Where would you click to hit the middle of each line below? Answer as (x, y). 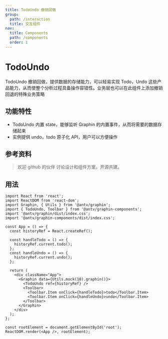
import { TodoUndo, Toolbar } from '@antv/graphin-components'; (73, 209)
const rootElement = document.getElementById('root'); (63, 327)
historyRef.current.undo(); (43, 257)
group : (12, 14)
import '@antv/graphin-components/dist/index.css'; (60, 218)
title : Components (29, 33)
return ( (19, 270)
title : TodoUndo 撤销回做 (31, 10)
